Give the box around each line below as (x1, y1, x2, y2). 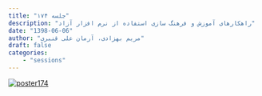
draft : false (8, 42, 52, 50)
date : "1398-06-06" (8, 26, 73, 34)
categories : (8, 49, 48, 57)
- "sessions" (22, 57, 66, 65)
